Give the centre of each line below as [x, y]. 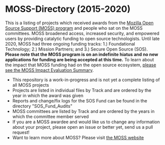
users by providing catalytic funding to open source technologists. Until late [82, 39]
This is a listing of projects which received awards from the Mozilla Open [79, 23]
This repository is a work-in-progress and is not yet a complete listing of [86, 80]
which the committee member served [51, 116]
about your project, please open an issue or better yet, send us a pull [82, 127]
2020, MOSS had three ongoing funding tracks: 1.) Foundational [70, 44]
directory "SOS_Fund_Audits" [42, 106]
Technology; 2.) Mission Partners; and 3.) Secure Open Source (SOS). [76, 49]
